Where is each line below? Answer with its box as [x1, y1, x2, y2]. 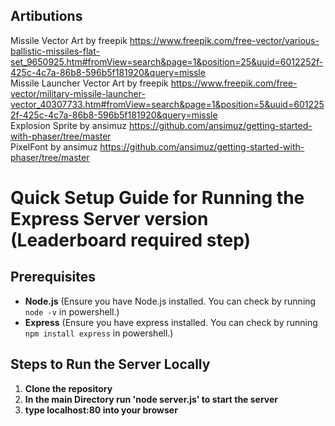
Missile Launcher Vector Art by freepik [10, 77, 169, 89]
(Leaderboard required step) [10, 229, 252, 251]
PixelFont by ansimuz [10, 140, 98, 153]
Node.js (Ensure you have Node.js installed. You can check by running [24, 295, 317, 307]
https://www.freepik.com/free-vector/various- [129, 34, 320, 46]
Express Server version [10, 208, 209, 230]
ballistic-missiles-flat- [10, 45, 100, 57]
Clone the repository [24, 382, 113, 394]
